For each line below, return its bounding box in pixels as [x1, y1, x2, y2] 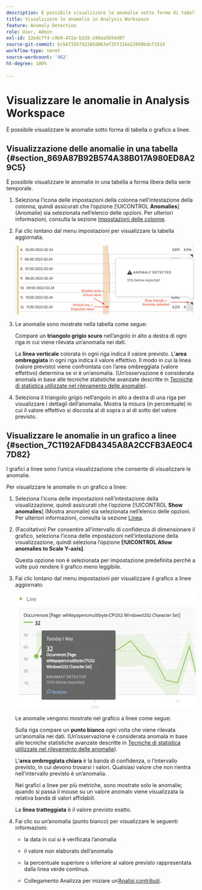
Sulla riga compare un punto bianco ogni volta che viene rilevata [14, 726, 176, 734]
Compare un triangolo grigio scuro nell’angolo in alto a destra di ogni [14, 332, 188, 339]
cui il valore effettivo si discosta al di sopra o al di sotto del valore [14, 407, 177, 414]
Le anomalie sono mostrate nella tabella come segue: [14, 321, 147, 328]
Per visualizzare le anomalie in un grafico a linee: [6, 483, 127, 490]
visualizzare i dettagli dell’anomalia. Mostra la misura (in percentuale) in [14, 400, 192, 407]
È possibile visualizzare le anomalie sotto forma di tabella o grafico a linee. [6, 126, 191, 134]
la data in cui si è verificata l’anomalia [23, 836, 117, 843]
